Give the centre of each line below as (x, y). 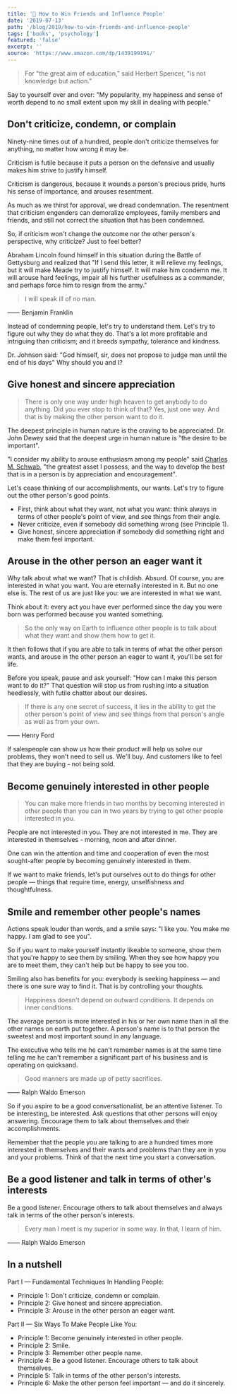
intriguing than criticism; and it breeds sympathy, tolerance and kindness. (114, 341)
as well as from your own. (62, 722)
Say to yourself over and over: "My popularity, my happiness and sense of (115, 94)
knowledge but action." (58, 81)
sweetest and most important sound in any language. (85, 1036)
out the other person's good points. (59, 495)
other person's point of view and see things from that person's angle (124, 714)
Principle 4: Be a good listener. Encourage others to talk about (108, 1360)
